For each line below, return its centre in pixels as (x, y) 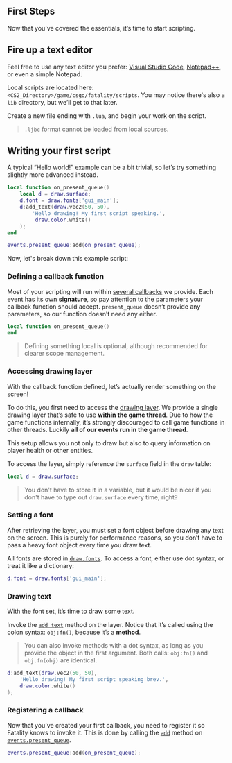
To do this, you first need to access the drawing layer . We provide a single (113, 407)
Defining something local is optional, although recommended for (116, 346)
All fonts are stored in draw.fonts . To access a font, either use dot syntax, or (116, 558)
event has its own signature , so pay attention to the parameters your (105, 299)
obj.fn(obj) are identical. (61, 660)
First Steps (31, 11)
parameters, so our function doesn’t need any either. (82, 314)
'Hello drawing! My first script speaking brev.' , (94, 679)
